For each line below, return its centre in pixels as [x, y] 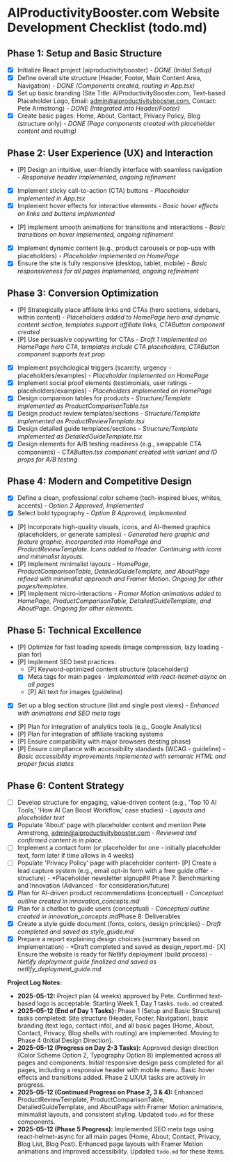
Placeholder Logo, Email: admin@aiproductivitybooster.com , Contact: [117, 101]
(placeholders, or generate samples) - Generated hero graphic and [113, 535]
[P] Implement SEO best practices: [67, 662]
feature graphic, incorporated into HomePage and [89, 542]
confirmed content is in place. [60, 840]
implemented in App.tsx [51, 198]
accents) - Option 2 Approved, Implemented [80, 505]
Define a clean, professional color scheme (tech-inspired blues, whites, [120, 498]
